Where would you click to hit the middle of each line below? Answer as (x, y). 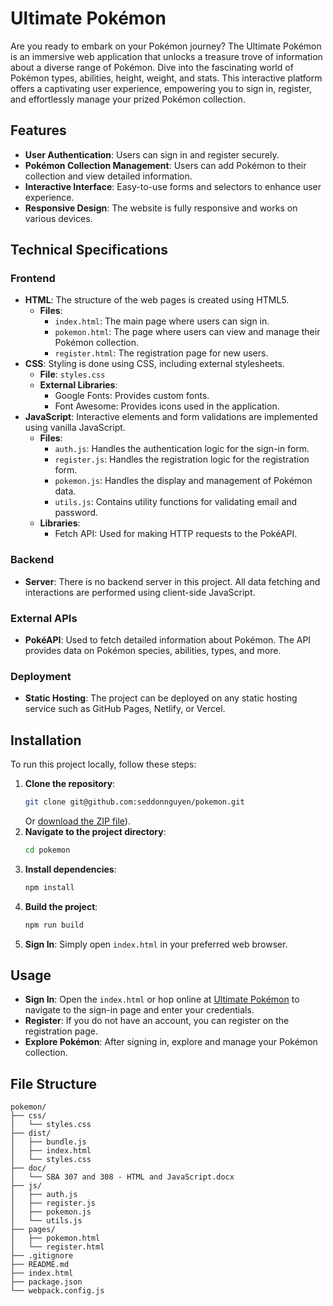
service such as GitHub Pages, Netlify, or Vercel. (125, 709)
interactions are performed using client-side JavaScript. (140, 592)
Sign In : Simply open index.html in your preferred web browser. (156, 944)
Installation (46, 740)
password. (76, 513)
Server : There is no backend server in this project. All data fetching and (172, 581)
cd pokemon (47, 850)
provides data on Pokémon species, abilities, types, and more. (153, 651)
